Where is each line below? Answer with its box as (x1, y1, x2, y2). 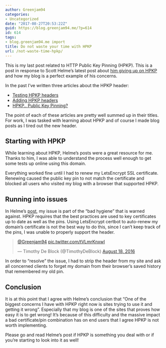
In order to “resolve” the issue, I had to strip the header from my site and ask (5, 258, 162, 264)
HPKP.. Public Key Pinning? (12, 102, 68, 108)
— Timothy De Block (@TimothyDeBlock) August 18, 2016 (17, 249, 135, 254)
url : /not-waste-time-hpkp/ (5, 49, 63, 53)
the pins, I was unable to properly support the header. (5, 229, 115, 235)
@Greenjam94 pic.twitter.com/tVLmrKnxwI (17, 239, 105, 245)
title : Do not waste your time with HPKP (5, 44, 92, 49)
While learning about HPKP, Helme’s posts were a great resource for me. (5, 150, 154, 156)
